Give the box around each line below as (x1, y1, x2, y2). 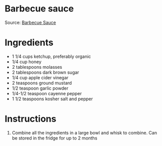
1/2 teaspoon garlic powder (11, 85, 68, 91)
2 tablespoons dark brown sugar (11, 69, 79, 75)
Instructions (4, 113, 56, 125)
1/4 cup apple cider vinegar (11, 74, 68, 80)
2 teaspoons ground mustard (11, 80, 72, 86)
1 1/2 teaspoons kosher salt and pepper (11, 96, 93, 102)
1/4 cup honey (11, 58, 42, 65)
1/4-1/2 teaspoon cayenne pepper (11, 90, 82, 96)
